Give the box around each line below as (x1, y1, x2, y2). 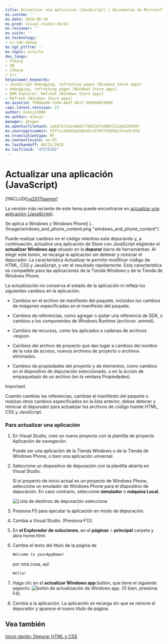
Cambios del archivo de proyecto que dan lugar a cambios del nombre (12, 343, 157, 349)
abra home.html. (12, 533, 46, 539)
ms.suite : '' (5, 31, 32, 36)
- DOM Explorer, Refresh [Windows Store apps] (5, 91, 104, 96)
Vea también (5, 620, 45, 628)
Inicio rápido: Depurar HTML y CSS (5, 633, 77, 639)
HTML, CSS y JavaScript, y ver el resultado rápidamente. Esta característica (5, 262, 162, 268)
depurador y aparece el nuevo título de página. (12, 605, 109, 611)
